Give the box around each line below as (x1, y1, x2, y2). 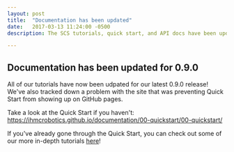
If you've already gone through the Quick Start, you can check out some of (7, 130, 222, 138)
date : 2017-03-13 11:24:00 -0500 (7, 23, 111, 30)
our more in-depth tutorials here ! (7, 137, 101, 145)
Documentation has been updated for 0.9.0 (7, 61, 198, 73)
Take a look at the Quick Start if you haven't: (7, 109, 134, 117)
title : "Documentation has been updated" (7, 17, 132, 24)
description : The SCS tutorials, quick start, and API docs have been (7, 29, 217, 37)
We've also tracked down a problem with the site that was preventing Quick (7, 88, 224, 96)
